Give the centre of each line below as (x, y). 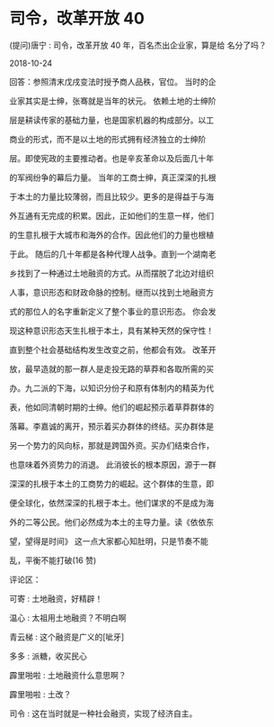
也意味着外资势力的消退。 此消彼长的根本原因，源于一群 (113, 464)
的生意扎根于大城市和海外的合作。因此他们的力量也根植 (111, 234)
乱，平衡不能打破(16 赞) (53, 560)
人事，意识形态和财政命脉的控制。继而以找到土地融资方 (111, 292)
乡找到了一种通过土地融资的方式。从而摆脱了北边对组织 (111, 273)
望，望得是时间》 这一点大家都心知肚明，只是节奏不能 (109, 541)
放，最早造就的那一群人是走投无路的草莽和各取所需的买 (111, 368)
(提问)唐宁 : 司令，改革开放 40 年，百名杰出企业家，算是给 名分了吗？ (138, 45)
